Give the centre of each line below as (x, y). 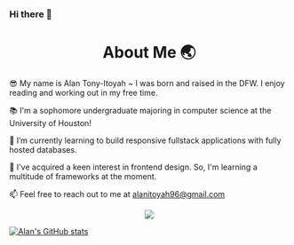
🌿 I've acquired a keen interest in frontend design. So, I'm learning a (133, 167)
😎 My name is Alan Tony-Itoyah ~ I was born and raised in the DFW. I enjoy (147, 83)
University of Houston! (50, 122)
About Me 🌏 (149, 53)
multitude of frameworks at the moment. (83, 176)
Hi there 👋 (31, 14)
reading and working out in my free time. (83, 92)
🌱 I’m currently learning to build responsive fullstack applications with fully (145, 140)
